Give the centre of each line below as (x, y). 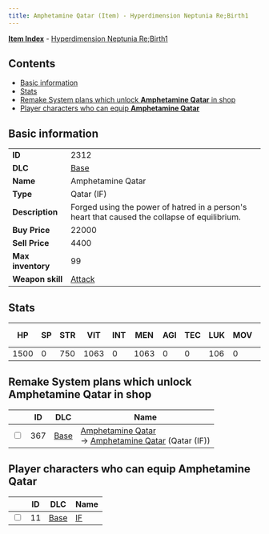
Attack (83, 279)
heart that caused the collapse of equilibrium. (156, 217)
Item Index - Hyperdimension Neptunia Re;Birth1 (88, 38)
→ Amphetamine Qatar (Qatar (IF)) (145, 440)
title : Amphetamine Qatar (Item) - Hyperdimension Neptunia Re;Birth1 (128, 16)
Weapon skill (38, 279)
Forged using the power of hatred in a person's (159, 207)
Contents (32, 64)
